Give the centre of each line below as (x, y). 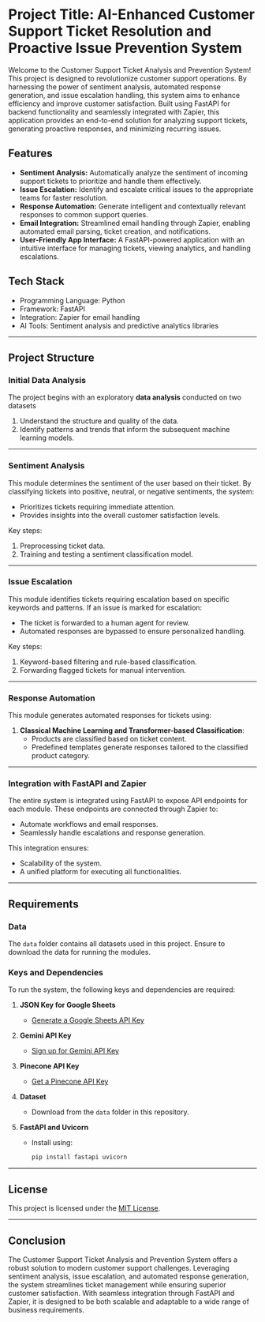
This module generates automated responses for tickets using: (110, 715)
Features (30, 154)
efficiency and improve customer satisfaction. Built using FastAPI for (119, 103)
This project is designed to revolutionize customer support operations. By (127, 78)
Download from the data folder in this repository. (110, 1112)
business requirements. (46, 1309)
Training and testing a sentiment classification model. (106, 554)
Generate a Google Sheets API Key (88, 1020)
